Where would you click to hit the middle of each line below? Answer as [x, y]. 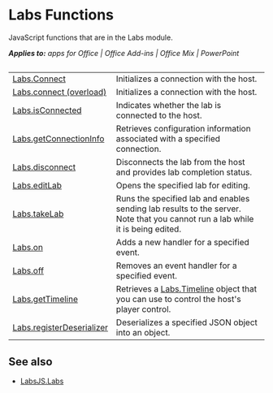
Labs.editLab [37, 186]
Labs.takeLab [38, 214]
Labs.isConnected [47, 110]
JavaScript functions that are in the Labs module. [91, 37]
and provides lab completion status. [184, 172]
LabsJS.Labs [42, 381]
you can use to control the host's [178, 300]
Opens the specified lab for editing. [183, 186]
